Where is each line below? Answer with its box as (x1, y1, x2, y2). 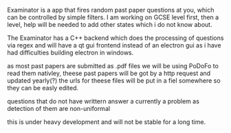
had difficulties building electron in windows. (7, 48, 134, 57)
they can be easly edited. (7, 84, 79, 92)
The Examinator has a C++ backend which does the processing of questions (7, 34, 224, 42)
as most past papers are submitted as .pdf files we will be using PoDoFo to (7, 62, 219, 70)
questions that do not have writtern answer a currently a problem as (7, 97, 199, 105)
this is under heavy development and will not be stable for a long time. (7, 118, 206, 126)
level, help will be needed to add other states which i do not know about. (7, 21, 212, 28)
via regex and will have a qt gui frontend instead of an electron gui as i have (7, 41, 221, 49)
